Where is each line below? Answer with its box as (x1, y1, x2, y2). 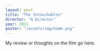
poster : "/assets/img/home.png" (5, 26, 74, 31)
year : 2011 (5, 21, 29, 27)
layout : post (5, 7, 33, 13)
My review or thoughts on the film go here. (5, 40, 96, 46)
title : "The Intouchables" (5, 12, 63, 17)
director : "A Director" (5, 17, 56, 22)
